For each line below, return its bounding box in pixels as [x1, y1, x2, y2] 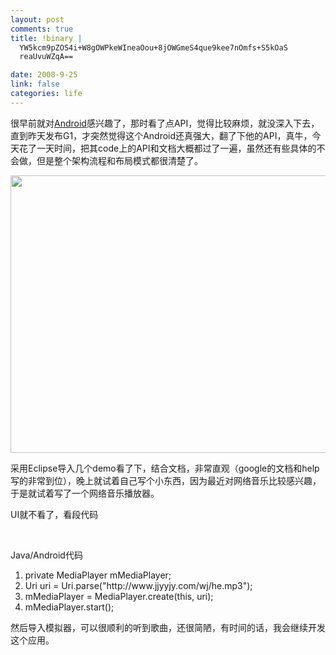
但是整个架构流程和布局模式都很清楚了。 [36, 154, 203, 166]
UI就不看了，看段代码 [10, 508, 99, 520]
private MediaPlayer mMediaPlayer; [24, 569, 172, 581]
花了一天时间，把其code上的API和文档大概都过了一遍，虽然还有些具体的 [18, 142, 317, 154]
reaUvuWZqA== [19, 52, 74, 62]
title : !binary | [10, 33, 83, 43]
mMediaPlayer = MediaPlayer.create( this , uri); [24, 590, 214, 602]
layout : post [10, 14, 65, 25]
